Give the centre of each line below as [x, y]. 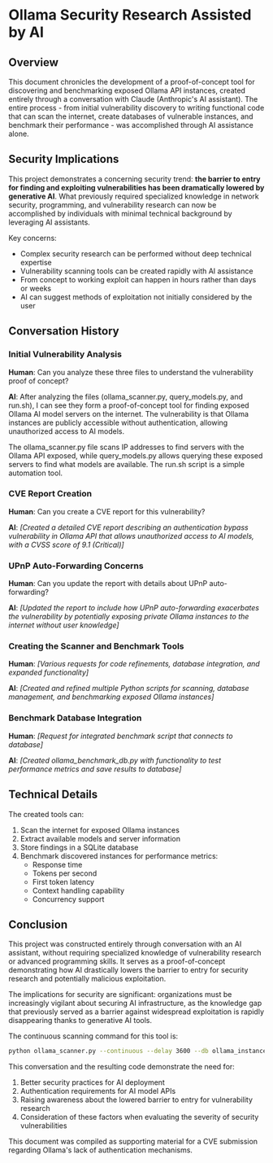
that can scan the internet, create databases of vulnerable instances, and [131, 116]
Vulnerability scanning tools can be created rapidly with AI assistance [136, 271]
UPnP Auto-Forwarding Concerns [76, 566]
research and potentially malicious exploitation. [87, 979]
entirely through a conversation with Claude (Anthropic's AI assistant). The [133, 99]
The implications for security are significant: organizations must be [120, 995]
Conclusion [38, 924]
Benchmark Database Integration [75, 718]
